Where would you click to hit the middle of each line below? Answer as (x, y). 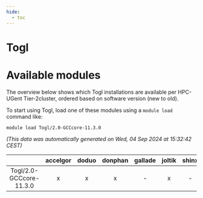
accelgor (58, 160)
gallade (145, 160)
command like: (24, 116)
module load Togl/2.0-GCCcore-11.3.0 (54, 128)
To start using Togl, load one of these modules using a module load (90, 110)
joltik (169, 160)
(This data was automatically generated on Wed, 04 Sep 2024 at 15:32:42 (99, 139)
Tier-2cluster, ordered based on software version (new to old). (101, 98)
